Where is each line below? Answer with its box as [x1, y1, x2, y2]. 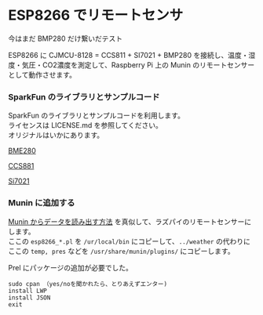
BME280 [8, 146, 37, 156]
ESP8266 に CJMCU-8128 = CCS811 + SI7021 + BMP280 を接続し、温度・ [8, 50, 249, 60]
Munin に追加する [8, 197, 75, 208]
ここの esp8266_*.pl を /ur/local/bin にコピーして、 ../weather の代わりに [8, 236, 251, 246]
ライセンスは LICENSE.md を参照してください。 [8, 121, 163, 130]
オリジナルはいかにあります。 [8, 130, 104, 140]
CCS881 [8, 161, 35, 171]
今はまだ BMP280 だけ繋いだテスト [8, 34, 123, 43]
